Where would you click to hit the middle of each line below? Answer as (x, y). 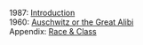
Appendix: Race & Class (53, 31)
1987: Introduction (42, 13)
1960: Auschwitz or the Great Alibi (71, 22)
